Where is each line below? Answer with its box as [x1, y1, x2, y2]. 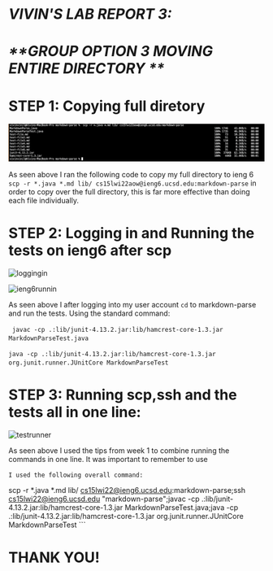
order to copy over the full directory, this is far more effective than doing [8, 187, 250, 197]
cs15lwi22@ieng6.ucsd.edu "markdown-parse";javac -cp [8, 494, 201, 504]
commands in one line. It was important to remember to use [8, 455, 209, 464]
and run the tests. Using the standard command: [8, 308, 171, 318]
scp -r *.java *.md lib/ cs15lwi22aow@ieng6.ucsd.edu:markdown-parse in [8, 178, 258, 188]
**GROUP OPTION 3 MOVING [8, 42, 214, 61]
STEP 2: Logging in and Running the [8, 224, 255, 242]
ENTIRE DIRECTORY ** [8, 59, 165, 78]
